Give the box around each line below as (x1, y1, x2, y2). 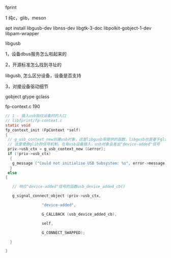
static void (5, 122, 31, 128)
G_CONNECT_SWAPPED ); (41, 230, 85, 235)
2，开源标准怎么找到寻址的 (5, 62, 62, 68)
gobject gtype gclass (5, 94, 50, 99)
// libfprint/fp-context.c (5, 118, 63, 123)
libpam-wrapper (5, 31, 39, 36)
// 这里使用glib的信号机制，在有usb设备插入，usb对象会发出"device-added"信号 (7, 142, 160, 147)
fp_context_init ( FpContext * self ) (5, 127, 81, 133)
